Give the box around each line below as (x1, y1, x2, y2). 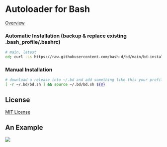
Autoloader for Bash (5, 3, 90, 15)
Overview (5, 20, 25, 26)
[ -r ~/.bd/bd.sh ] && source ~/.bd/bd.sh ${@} (5, 82, 106, 87)
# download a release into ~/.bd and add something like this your (5, 77, 148, 82)
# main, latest (5, 50, 37, 55)
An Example (5, 123, 43, 132)
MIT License (5, 109, 31, 115)
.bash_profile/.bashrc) (5, 38, 61, 45)
